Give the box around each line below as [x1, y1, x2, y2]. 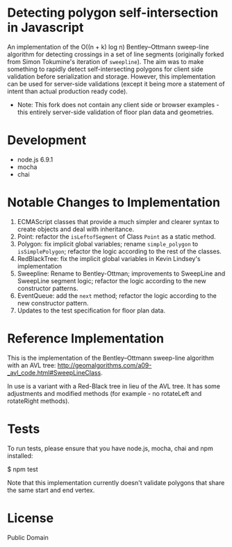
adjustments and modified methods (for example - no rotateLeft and [7, 389, 202, 397]
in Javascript [7, 19, 84, 35]
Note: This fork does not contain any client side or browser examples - [17, 100, 220, 109]
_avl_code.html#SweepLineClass [7, 368, 101, 376]
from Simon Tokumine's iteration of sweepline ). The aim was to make [7, 57, 204, 65]
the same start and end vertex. [7, 486, 95, 494]
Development [7, 132, 87, 148]
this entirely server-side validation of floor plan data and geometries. [17, 108, 214, 116]
